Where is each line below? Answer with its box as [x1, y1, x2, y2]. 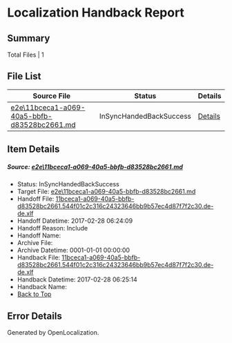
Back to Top [17, 290, 52, 298]
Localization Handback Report [7, 5, 185, 21]
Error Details [7, 310, 62, 322]
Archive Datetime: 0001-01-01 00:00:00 [17, 246, 130, 255]
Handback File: [17, 253, 61, 262]
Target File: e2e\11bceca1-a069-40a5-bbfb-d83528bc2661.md [17, 188, 196, 196]
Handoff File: [17, 195, 55, 203]
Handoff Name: [17, 231, 61, 239]
